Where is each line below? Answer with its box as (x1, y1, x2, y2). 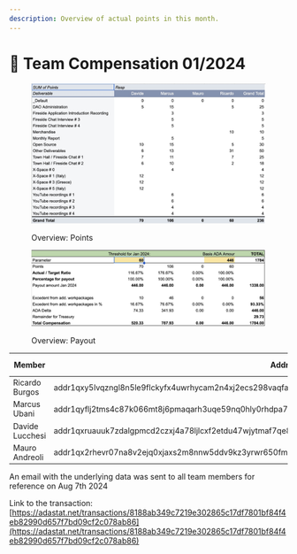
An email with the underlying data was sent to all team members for (9, 472, 255, 482)
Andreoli (12, 451, 44, 462)
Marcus (12, 399, 42, 410)
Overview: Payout (31, 335, 95, 346)
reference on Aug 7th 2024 (9, 481, 109, 491)
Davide (12, 420, 39, 431)
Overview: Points (31, 232, 94, 242)
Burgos (12, 387, 40, 397)
